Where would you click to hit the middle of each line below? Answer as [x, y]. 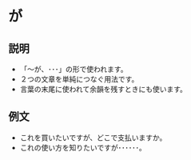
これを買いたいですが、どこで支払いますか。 [93, 138]
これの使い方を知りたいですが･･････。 [83, 147]
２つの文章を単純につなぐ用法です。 [79, 79]
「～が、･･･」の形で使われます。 [74, 69]
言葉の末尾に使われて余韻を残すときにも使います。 [103, 89]
